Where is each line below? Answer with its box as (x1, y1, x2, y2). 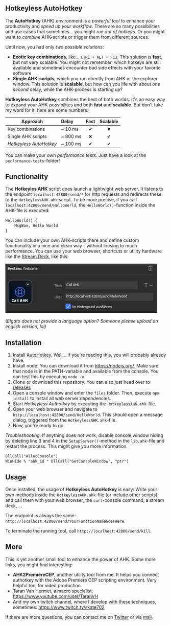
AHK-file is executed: (5, 207, 50, 214)
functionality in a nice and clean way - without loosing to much (5, 243, 137, 249)
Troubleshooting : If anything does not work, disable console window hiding (5, 432, 163, 438)
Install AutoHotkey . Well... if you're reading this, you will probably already (12, 352, 166, 358)
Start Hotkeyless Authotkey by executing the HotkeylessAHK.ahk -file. (12, 401, 157, 407)
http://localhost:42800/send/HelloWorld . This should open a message (12, 411, 163, 418)
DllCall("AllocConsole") (5, 454, 58, 459)
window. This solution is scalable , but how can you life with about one (12, 81, 161, 87)
